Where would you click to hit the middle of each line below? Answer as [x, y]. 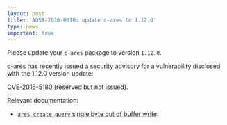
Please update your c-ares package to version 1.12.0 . [84, 53]
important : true [31, 33]
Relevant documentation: [43, 101]
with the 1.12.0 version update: [50, 74]
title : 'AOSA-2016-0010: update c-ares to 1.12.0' [82, 20]
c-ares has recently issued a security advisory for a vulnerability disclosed [114, 66]
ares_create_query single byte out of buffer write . [88, 114]
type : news [23, 26]
